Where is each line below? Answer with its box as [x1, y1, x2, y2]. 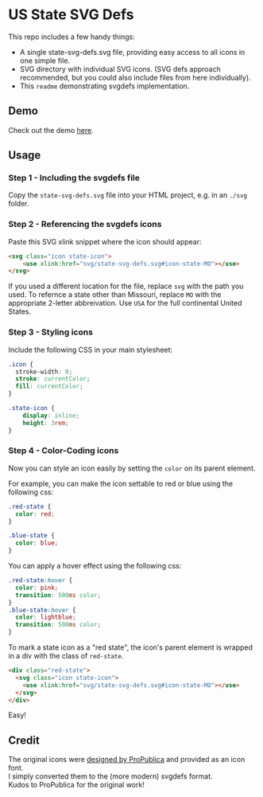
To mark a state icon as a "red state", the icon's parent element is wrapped [8, 643, 253, 652]
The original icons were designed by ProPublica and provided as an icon [8, 755, 246, 764]
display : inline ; [22, 412, 80, 420]
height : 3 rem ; [22, 419, 69, 427]
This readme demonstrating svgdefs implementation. [19, 81, 190, 91]
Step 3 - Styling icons [8, 326, 94, 338]
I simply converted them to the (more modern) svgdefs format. [8, 772, 213, 781]
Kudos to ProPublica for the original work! [8, 780, 145, 790]
